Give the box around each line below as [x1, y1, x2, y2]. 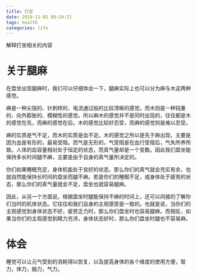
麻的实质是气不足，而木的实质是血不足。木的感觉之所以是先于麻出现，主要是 [6, 132, 191, 139]
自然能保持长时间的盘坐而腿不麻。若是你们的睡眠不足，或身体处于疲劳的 [11, 173, 186, 180]
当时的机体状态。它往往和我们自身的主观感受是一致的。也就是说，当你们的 [11, 200, 191, 208]
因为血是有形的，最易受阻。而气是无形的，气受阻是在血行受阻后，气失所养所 [6, 139, 191, 146]
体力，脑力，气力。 [16, 266, 63, 273]
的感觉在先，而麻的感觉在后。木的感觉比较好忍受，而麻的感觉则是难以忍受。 [6, 119, 191, 126]
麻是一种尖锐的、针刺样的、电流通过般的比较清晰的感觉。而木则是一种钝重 [6, 105, 186, 112]
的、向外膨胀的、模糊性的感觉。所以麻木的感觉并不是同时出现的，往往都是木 [6, 112, 191, 119]
